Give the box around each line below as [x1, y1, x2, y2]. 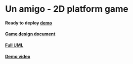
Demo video [5, 53, 31, 59]
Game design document [5, 31, 56, 37]
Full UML [5, 42, 24, 48]
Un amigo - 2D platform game [5, 3, 129, 15]
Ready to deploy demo [5, 20, 52, 25]
